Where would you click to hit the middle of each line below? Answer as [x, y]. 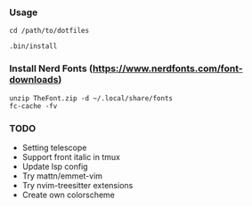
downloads [34, 80]
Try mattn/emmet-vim [62, 176]
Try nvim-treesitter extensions [77, 185]
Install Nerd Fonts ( [51, 68]
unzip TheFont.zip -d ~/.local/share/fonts [91, 98]
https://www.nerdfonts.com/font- [167, 68]
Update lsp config [55, 166]
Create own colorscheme [69, 195]
